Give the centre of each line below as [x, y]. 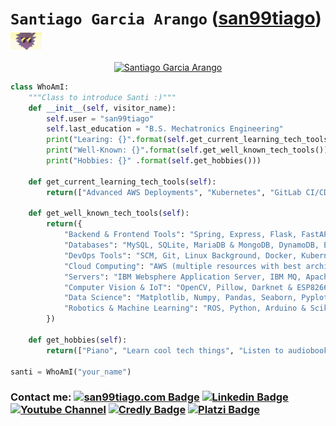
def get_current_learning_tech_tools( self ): [122, 182]
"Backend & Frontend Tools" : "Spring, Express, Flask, [180, 235]
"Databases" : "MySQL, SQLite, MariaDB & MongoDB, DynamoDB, [191, 245]
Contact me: [41, 397]
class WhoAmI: [40, 87]
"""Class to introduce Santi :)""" [102, 97]
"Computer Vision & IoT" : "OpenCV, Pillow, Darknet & [178, 287]
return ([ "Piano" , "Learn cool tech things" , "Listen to [165, 350]
